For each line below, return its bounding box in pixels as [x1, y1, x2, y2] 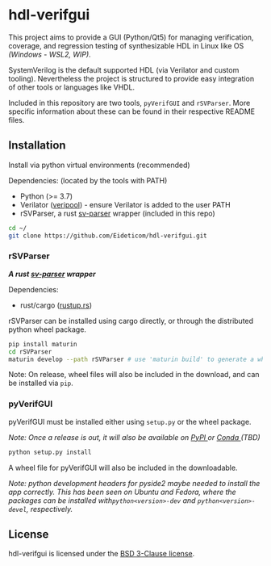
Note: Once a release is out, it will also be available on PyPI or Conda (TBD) [8, 432, 261, 442]
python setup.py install [8, 448, 92, 456]
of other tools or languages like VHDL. [8, 82, 135, 92]
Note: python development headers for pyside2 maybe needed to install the [8, 478, 261, 488]
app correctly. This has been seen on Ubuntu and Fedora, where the [8, 487, 236, 497]
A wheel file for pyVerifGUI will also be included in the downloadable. [8, 463, 238, 472]
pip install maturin [8, 340, 78, 348]
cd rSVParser [8, 347, 52, 356]
